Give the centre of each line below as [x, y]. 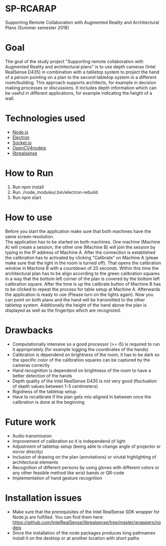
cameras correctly [31, 365]
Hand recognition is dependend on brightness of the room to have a [82, 370]
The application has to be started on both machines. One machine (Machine [83, 242]
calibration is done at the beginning [48, 402]
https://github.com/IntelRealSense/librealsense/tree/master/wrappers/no [86, 522]
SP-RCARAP [31, 9]
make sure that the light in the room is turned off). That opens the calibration [83, 263]
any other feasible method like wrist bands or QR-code [68, 473]
